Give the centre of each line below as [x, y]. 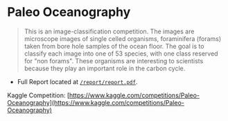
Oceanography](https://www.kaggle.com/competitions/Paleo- [96, 102]
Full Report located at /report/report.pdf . [77, 81]
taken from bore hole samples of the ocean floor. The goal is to [114, 46]
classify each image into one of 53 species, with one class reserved [121, 54]
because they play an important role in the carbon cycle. [105, 68]
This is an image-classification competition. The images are [109, 31]
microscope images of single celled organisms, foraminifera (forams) [123, 38]
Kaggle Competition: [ [38, 95]
